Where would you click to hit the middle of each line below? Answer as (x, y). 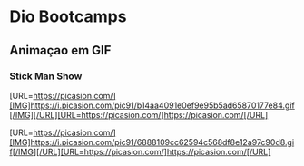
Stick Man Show (46, 76)
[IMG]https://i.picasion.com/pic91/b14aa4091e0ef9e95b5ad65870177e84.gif (152, 105)
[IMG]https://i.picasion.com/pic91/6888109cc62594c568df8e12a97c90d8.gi (152, 142)
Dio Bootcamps (68, 17)
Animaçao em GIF (60, 50)
